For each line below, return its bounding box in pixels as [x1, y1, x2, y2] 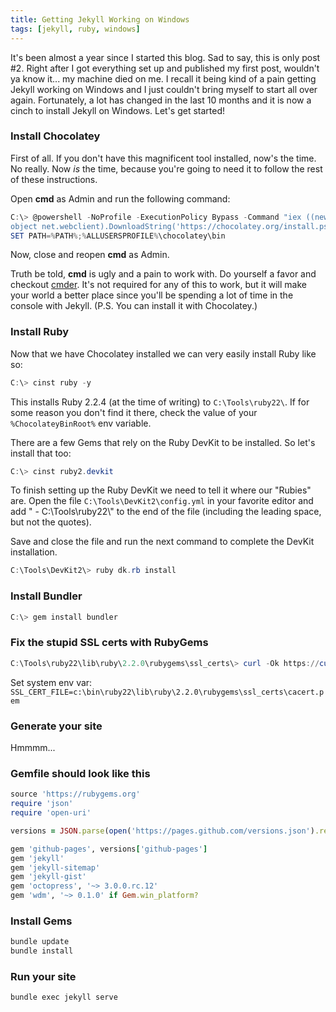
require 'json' [10, 799, 74, 809]
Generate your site [10, 719, 103, 733]
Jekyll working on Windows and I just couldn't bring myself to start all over [10, 83, 318, 95]
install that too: [10, 447, 72, 459]
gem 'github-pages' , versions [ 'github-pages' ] [10, 844, 208, 854]
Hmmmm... [10, 741, 56, 753]
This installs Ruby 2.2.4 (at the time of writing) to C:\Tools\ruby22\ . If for [10, 396, 310, 408]
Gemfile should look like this [10, 766, 151, 780]
